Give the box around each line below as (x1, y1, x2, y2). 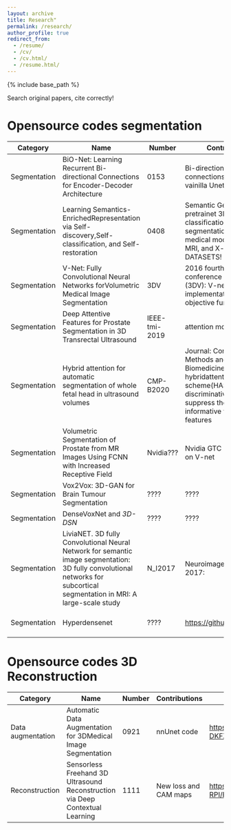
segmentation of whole (62, 380, 137, 390)
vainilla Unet (184, 180, 225, 190)
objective (184, 297, 215, 307)
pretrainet (184, 208, 217, 218)
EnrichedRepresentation (62, 213, 141, 223)
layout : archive (7, 10, 54, 17)
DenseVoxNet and (62, 508, 121, 518)
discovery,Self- (62, 230, 113, 240)
